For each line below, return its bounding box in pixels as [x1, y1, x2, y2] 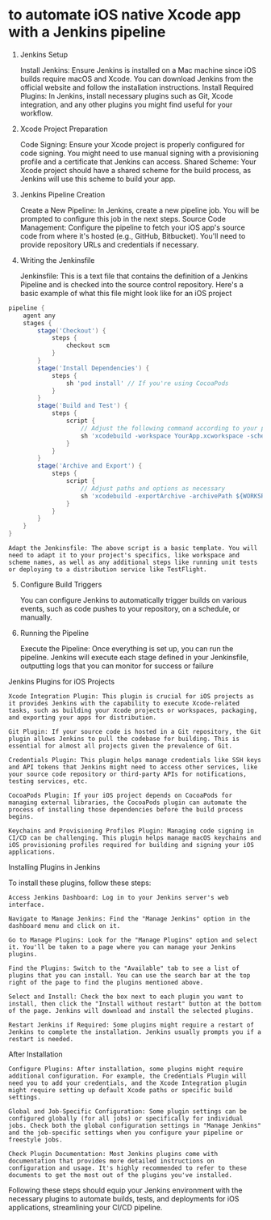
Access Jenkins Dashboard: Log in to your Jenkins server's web [8, 894, 229, 902]
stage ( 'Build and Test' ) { [37, 402, 128, 410]
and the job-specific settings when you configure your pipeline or [8, 1129, 244, 1137]
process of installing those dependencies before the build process [8, 806, 244, 814]
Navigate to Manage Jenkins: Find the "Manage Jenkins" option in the [8, 915, 251, 923]
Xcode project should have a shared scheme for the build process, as [19, 165, 252, 175]
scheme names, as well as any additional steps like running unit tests [8, 558, 258, 567]
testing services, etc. [8, 777, 89, 786]
